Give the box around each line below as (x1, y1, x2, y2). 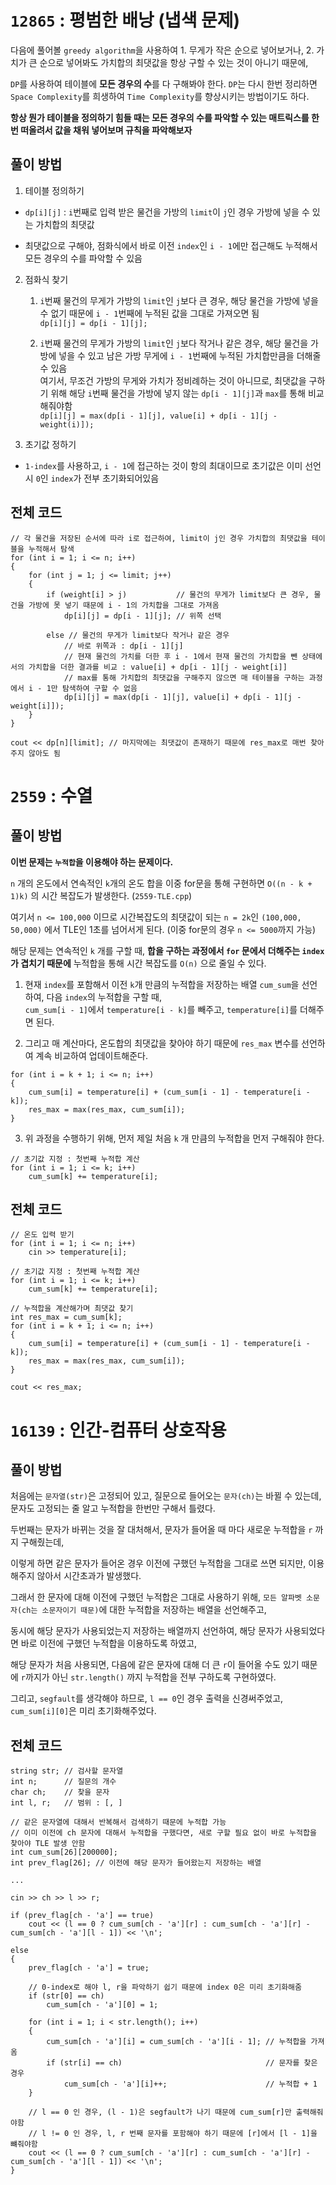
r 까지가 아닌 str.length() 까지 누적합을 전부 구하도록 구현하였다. (20, 1671, 277, 1683)
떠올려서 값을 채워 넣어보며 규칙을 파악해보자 (20, 124, 193, 136)
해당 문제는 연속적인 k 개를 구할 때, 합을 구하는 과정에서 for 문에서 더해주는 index (10, 944, 325, 956)
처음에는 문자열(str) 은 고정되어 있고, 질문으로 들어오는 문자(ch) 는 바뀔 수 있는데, (10, 1490, 322, 1502)
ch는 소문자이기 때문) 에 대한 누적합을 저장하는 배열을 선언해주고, (21, 1604, 267, 1616)
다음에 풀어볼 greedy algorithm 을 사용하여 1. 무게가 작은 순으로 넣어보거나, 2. (10, 44, 315, 56)
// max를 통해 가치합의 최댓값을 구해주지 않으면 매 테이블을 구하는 (63, 672, 305, 683)
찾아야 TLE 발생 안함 (10, 1839, 86, 1849)
